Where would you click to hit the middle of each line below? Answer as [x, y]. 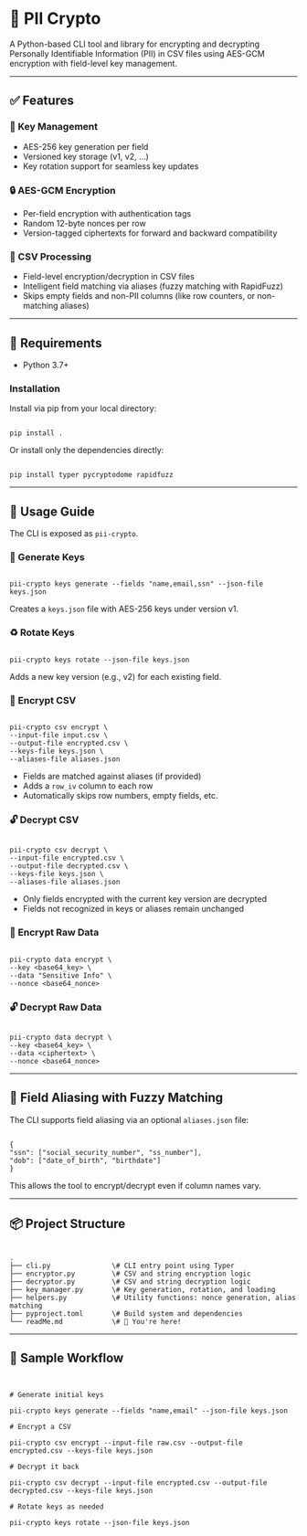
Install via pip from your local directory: [83, 408]
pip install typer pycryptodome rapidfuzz [91, 475]
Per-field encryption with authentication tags [107, 213]
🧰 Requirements [56, 343]
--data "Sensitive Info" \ [61, 975]
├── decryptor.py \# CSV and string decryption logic [130, 1282]
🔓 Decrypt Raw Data [56, 1007]
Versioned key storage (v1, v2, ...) [85, 156]
